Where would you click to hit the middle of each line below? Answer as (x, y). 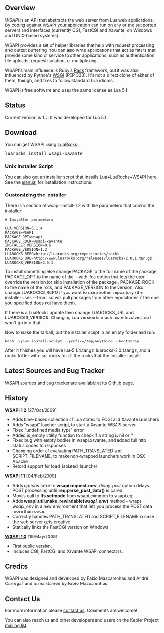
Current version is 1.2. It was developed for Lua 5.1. (56, 117)
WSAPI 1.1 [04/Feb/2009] (31, 476)
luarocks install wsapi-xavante (44, 154)
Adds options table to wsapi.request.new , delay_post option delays (81, 485)
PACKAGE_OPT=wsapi (24, 237)
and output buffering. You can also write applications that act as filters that (80, 50)
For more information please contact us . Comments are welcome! (71, 611)
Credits (17, 567)
